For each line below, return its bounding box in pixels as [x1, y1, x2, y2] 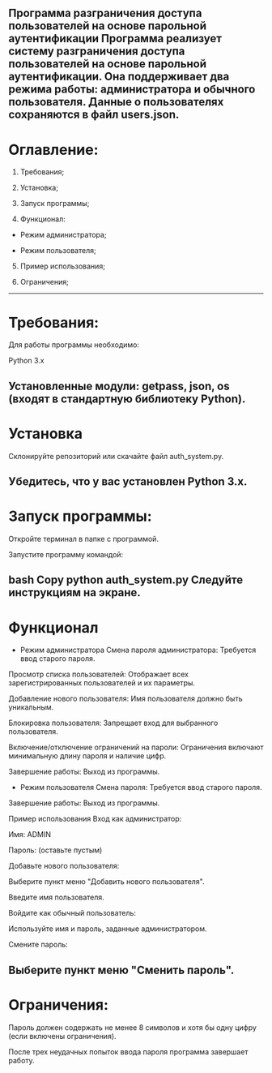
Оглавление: [8, 140, 99, 159]
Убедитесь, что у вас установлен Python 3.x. [8, 474, 248, 488]
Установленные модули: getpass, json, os [8, 379, 230, 393]
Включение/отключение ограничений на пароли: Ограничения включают [8, 742, 264, 753]
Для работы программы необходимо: [8, 340, 140, 350]
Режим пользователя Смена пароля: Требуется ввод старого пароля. [19, 783, 262, 792]
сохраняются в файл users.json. [8, 108, 180, 122]
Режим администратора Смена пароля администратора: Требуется [19, 645, 257, 655]
